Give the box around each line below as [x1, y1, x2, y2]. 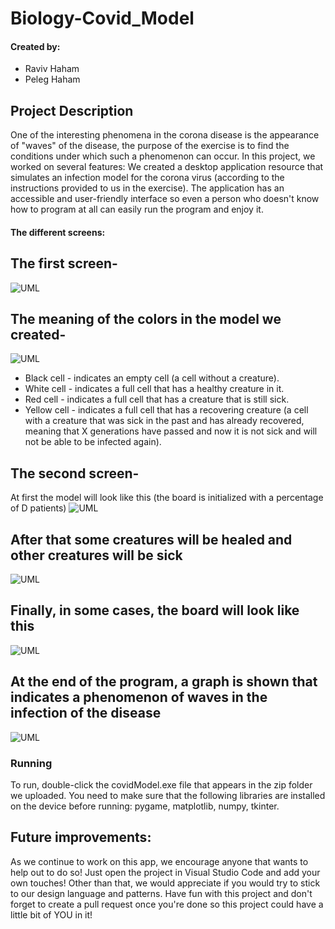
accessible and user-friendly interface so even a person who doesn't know [10, 193, 320, 205]
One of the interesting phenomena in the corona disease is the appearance [10, 129, 320, 141]
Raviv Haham [24, 63, 80, 75]
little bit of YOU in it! [10, 908, 93, 921]
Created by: [10, 40, 61, 52]
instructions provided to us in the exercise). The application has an [10, 182, 285, 194]
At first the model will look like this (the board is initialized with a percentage [10, 492, 324, 504]
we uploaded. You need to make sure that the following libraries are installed [10, 789, 326, 801]
